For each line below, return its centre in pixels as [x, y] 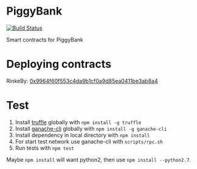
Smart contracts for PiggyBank [45, 39]
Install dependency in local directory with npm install [82, 135]
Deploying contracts [59, 64]
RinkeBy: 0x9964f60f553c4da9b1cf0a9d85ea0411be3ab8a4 [82, 81]
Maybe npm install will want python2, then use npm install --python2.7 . [99, 159]
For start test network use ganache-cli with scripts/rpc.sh [89, 141]
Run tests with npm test [44, 148]
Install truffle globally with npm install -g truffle [78, 122]
